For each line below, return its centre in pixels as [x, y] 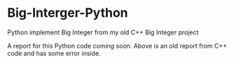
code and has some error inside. [54, 53]
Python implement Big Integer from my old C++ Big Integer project [103, 32]
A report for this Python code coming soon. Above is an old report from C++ [117, 45]
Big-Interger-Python [68, 13]
